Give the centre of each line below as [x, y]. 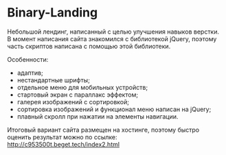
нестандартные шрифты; [54, 80]
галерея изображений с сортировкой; [73, 102]
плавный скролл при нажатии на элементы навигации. [98, 116]
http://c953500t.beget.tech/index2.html [64, 144]
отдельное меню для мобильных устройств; [82, 87]
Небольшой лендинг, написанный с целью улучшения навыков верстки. [113, 32]
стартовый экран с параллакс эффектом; [78, 95]
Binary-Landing [53, 13]
